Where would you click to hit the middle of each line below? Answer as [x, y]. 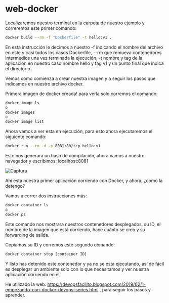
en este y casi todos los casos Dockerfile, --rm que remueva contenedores [83, 52]
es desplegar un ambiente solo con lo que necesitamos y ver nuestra [77, 269]
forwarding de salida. [27, 235]
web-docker [32, 9]
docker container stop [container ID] [46, 254]
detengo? [15, 186]
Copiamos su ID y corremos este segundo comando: [60, 245]
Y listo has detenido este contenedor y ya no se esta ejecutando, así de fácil [85, 264]
